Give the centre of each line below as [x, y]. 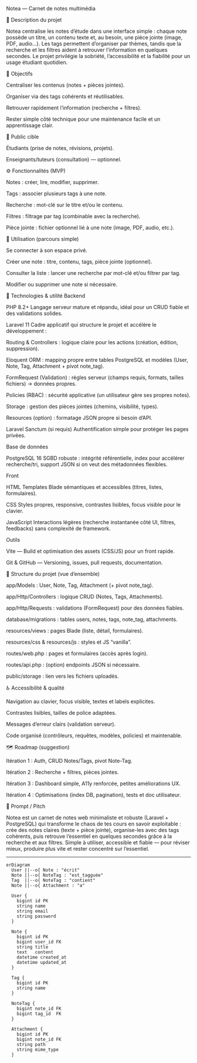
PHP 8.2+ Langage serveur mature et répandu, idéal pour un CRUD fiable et [98, 307]
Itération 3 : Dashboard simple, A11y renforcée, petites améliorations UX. [93, 783]
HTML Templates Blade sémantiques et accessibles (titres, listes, [85, 487]
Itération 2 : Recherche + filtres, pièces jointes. [62, 772]
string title [33, 947]
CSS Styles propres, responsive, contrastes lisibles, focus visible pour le [93, 505]
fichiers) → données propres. [41, 384]
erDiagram [18, 865]
